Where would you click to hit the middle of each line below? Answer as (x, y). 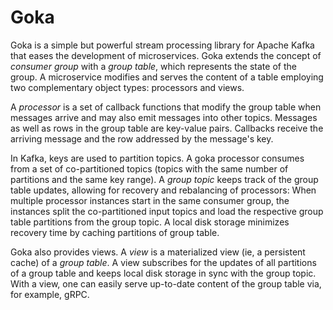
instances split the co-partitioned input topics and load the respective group (167, 211)
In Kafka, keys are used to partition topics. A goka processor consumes (157, 158)
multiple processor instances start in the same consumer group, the (150, 200)
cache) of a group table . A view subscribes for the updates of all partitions (163, 262)
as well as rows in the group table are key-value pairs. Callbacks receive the (167, 128)
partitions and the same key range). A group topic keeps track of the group (164, 179)
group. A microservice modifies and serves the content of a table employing (167, 77)
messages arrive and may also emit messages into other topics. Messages (164, 117)
